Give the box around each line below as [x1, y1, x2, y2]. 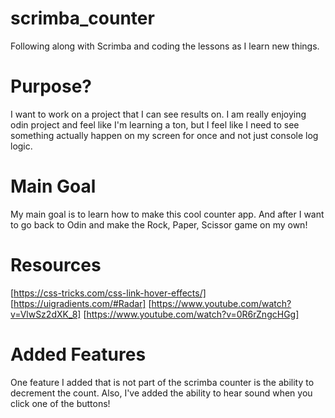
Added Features [10, 343, 147, 366]
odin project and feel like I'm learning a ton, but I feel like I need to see [10, 118, 300, 131]
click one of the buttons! [10, 397, 111, 409]
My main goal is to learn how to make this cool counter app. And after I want [10, 208, 325, 220]
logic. [10, 140, 33, 152]
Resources [10, 254, 102, 276]
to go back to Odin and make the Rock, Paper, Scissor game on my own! [10, 218, 308, 231]
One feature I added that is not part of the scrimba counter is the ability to [10, 376, 315, 388]
